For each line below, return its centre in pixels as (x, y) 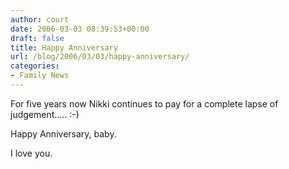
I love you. (31, 153)
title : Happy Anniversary (64, 47)
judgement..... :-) (45, 114)
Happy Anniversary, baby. (63, 133)
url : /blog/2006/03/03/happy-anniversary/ (100, 57)
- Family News (40, 76)
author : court (40, 19)
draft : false (37, 38)
